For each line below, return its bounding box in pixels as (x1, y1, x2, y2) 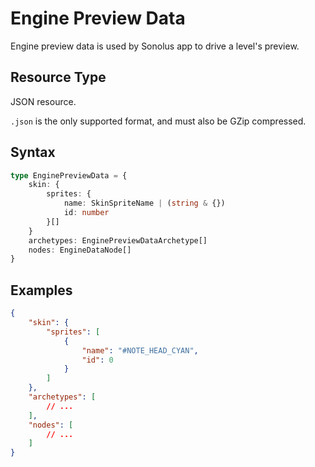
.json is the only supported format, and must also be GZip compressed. (10, 115, 307, 127)
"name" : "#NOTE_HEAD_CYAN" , (81, 345, 199, 356)
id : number (63, 208, 110, 218)
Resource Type (10, 69, 107, 86)
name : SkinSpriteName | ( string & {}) (63, 198, 226, 209)
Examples (10, 282, 73, 299)
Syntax (10, 144, 56, 161)
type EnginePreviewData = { (10, 170, 128, 181)
